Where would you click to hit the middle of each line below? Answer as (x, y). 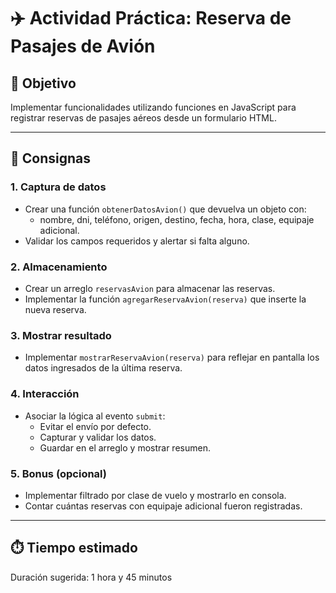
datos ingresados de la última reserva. (103, 368)
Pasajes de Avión (83, 46)
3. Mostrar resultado (61, 335)
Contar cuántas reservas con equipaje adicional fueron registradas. (163, 506)
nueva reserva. (55, 309)
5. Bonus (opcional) (58, 473)
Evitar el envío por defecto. (95, 426)
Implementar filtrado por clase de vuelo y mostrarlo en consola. (155, 495)
